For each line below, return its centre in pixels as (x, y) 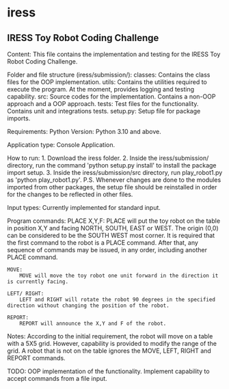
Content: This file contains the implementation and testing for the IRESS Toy (114, 54)
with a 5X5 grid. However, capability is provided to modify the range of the (112, 344)
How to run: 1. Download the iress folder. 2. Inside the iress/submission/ (108, 158)
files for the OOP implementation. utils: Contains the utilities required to (107, 82)
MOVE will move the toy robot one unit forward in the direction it (119, 276)
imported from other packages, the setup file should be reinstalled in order (112, 187)
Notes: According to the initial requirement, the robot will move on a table (110, 336)
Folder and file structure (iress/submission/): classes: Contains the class (109, 75)
